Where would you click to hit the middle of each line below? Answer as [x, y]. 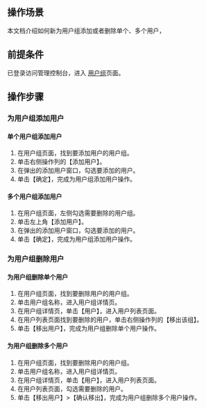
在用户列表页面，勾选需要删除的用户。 [72, 389]
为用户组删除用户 [36, 259]
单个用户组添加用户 [35, 136]
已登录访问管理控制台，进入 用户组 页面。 [66, 72]
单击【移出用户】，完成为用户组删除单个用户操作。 [89, 329]
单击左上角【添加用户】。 [52, 222]
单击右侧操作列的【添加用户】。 [61, 162]
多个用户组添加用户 [35, 196]
